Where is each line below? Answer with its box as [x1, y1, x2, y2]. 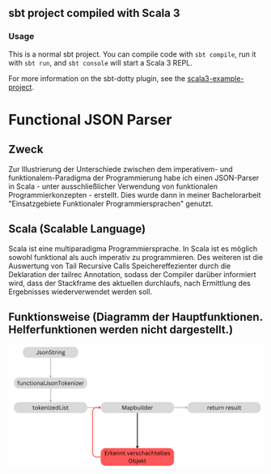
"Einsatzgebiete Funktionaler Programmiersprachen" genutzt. [8, 199, 214, 208]
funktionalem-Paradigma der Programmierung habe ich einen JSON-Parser [8, 173, 260, 182]
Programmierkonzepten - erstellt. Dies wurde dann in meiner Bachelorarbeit [8, 190, 261, 199]
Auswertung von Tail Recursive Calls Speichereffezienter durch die [8, 261, 231, 271]
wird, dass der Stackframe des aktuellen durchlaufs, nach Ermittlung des [8, 278, 251, 288]
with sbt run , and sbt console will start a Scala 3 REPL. [8, 58, 193, 67]
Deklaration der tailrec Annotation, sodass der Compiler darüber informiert [8, 269, 256, 279]
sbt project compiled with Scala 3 [8, 6, 180, 20]
